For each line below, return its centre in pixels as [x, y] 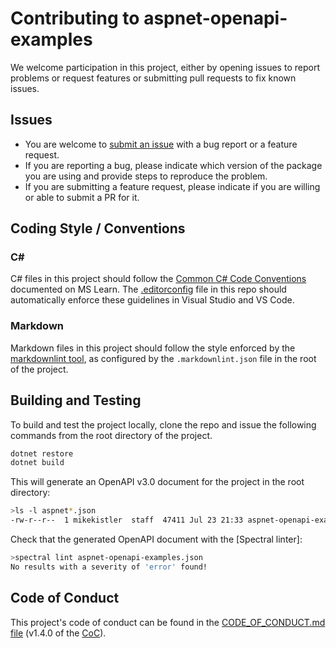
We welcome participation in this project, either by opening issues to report [165, 67]
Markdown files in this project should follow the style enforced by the [153, 348]
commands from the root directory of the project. [111, 435]
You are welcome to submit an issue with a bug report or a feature [161, 144]
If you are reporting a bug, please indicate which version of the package [173, 165]
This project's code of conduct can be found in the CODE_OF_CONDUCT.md [168, 622]
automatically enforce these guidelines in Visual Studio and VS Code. [152, 300]
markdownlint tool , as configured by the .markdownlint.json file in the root [163, 358]
